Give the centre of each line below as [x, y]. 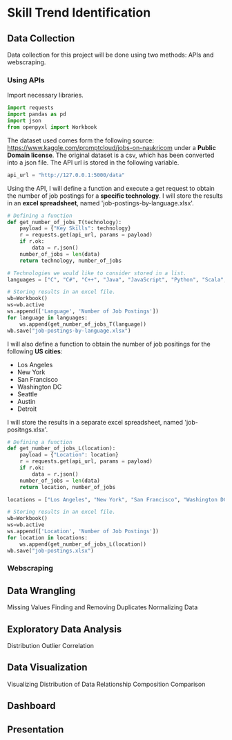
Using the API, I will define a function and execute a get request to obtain [111, 188]
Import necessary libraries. [46, 95]
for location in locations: [48, 537]
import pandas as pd [37, 114]
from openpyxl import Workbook [52, 127]
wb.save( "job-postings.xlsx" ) [51, 551]
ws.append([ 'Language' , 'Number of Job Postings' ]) [83, 312]
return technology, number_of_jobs [71, 261]
